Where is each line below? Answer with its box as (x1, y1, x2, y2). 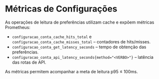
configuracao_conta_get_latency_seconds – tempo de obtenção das (12, 44, 146, 50)
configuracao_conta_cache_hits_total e (12, 34, 92, 39)
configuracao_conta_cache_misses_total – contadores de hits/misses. (12, 39, 151, 44)
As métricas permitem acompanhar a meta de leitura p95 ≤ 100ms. (5, 68, 138, 74)
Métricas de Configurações (5, 3, 117, 14)
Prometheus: (5, 24, 30, 30)
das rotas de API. (12, 59, 46, 65)
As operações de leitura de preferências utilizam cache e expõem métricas (5, 19, 155, 25)
